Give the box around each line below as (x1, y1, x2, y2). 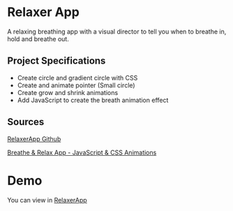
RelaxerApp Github (7, 134, 61, 143)
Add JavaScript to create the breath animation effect (17, 96, 169, 104)
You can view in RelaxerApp (7, 196, 87, 204)
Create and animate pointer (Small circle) (17, 81, 135, 89)
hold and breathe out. (7, 34, 70, 43)
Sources (7, 116, 45, 128)
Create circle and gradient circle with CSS (17, 73, 138, 82)
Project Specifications (7, 55, 106, 67)
